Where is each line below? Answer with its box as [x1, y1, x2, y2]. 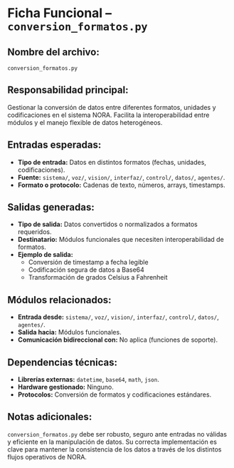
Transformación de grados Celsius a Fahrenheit [28, 273, 168, 282]
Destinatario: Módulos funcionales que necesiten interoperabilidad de [17, 235, 224, 244]
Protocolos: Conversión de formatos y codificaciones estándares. [17, 390, 212, 399]
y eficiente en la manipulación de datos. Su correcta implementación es [7, 437, 217, 446]
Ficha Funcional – [7, 5, 112, 21]
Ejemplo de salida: [17, 250, 73, 259]
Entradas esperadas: [7, 139, 102, 151]
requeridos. [17, 228, 52, 236]
